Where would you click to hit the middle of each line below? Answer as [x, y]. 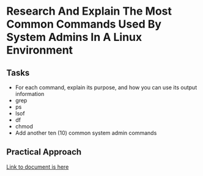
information [30, 94]
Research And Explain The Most [89, 11]
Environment [40, 50]
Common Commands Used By [84, 24]
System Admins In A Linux [74, 37]
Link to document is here [38, 167]
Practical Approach [44, 152]
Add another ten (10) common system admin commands [86, 133]
